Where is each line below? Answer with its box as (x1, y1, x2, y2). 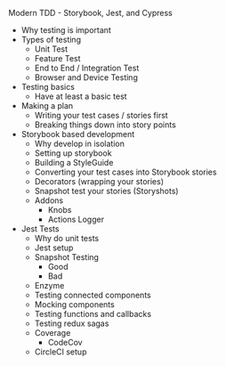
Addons (34, 195, 64, 206)
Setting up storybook (34, 148, 112, 159)
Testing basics (20, 82, 75, 92)
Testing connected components (34, 289, 152, 300)
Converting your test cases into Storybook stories (34, 167, 217, 177)
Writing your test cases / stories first (34, 110, 168, 120)
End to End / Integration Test (34, 62, 140, 73)
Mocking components (34, 299, 115, 310)
